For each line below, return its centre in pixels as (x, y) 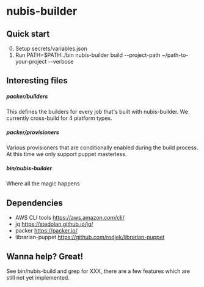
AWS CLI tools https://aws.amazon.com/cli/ (70, 218)
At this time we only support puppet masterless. (67, 154)
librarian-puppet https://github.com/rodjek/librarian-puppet (90, 237)
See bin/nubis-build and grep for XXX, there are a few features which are (98, 271)
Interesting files (37, 81)
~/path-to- (175, 55)
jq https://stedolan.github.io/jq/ (54, 224)
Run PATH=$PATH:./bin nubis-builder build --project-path (88, 55)
